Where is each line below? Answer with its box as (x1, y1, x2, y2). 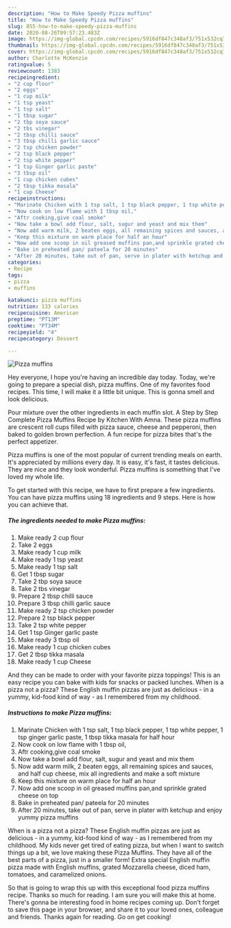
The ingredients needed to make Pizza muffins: (8, 516, 146, 524)
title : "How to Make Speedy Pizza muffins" (8, 16, 134, 23)
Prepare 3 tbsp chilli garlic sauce (17, 599, 111, 607)
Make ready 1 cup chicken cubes (17, 643, 111, 651)
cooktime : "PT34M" (8, 322, 60, 329)
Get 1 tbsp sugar (17, 570, 64, 579)
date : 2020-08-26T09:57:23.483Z (8, 29, 100, 36)
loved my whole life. (8, 473, 64, 481)
